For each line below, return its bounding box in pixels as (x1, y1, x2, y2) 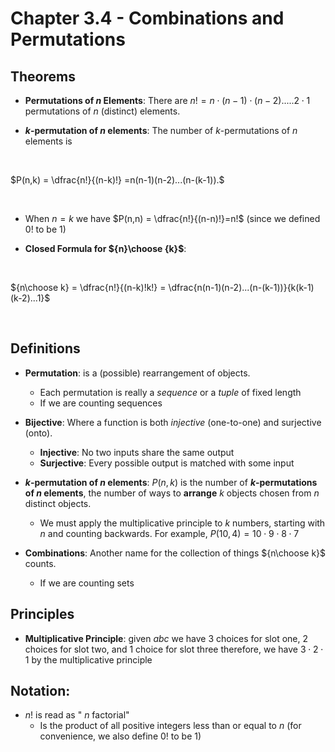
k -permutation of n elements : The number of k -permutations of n (24, 125, 298, 136)
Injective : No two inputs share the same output (39, 446, 235, 458)
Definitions (10, 340, 81, 357)
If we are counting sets (39, 577, 135, 589)
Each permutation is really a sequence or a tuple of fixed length (39, 386, 302, 398)
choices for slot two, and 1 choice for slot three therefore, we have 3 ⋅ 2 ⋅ (24, 643, 324, 655)
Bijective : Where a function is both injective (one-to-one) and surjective (24, 416, 322, 428)
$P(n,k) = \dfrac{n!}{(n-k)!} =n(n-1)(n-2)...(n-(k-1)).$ (10, 174, 225, 186)
